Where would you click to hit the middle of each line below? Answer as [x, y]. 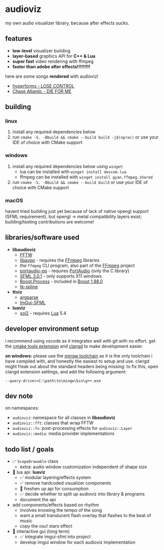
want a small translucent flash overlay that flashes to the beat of [85, 516]
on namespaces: [22, 408]
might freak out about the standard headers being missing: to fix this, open [82, 366]
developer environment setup [52, 329]
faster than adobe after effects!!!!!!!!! [51, 66]
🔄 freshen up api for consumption [54, 489]
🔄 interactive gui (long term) [41, 532]
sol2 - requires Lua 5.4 [43, 313]
